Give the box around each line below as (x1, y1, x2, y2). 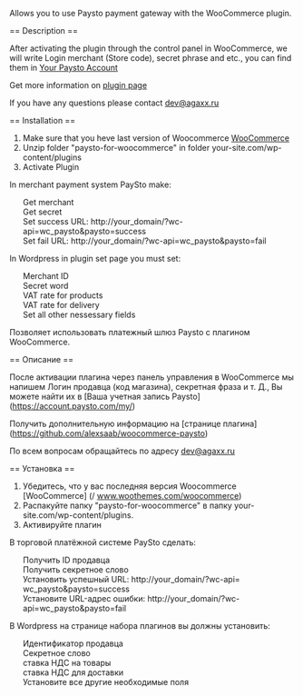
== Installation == (9, 115, 76, 125)
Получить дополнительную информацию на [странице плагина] (9, 418, 258, 429)
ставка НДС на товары (22, 658, 112, 668)
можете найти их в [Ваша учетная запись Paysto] (9, 391, 201, 402)
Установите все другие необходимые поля (22, 677, 189, 687)
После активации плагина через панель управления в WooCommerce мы (9, 372, 295, 383)
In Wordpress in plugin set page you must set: (9, 254, 181, 263)
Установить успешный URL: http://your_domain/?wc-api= (22, 574, 240, 584)
